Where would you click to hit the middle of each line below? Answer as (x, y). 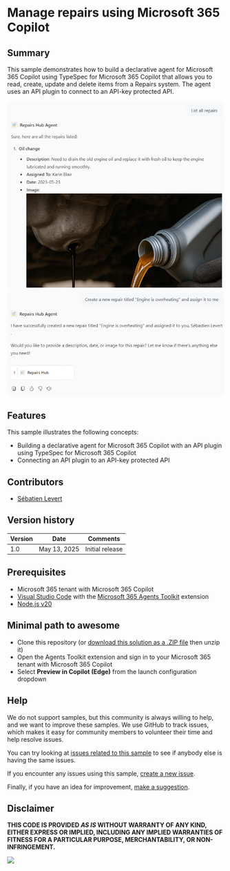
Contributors (35, 482)
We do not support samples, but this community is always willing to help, (111, 717)
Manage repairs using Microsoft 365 (114, 13)
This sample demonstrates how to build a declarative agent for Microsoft (110, 69)
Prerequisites (36, 572)
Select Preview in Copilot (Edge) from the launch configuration (107, 671)
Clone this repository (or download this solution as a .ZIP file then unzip (118, 642)
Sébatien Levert (40, 499)
